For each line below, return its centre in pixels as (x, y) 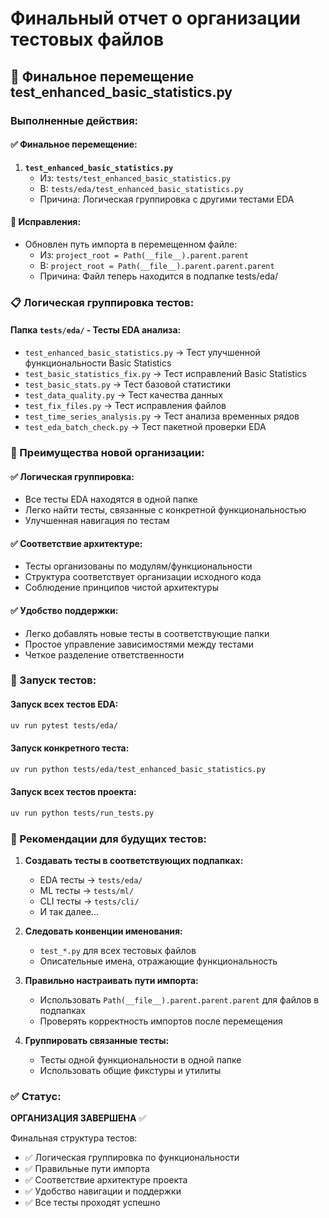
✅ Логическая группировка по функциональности (132, 1158)
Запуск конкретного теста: (70, 748)
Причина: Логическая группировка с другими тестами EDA (167, 199)
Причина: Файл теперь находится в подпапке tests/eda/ (159, 276)
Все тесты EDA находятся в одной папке (111, 499)
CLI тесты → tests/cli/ (89, 901)
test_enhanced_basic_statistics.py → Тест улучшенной (142, 353)
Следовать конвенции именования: (103, 931)
